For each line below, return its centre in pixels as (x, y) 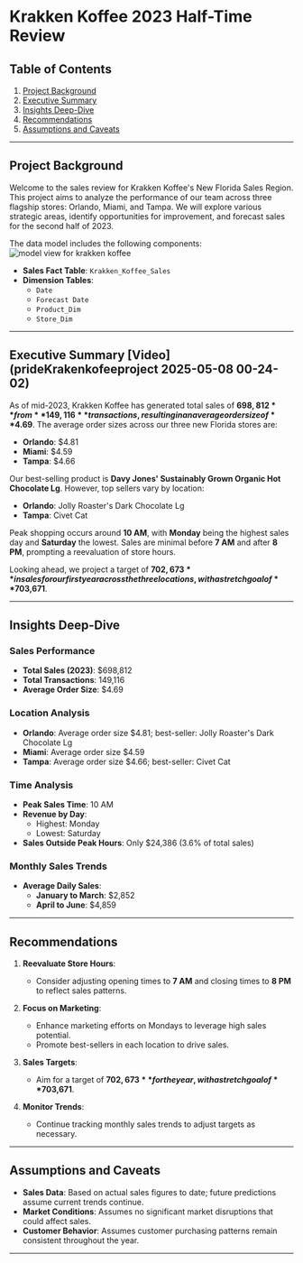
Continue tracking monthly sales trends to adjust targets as (145, 1124)
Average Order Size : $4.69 (73, 690)
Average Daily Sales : (62, 886)
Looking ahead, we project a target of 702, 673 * (100, 569)
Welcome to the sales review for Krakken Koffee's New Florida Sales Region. (151, 188)
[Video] (149, 355)
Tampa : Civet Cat (55, 515)
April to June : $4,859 (76, 905)
